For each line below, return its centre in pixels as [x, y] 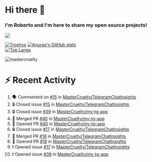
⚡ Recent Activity [40, 80]
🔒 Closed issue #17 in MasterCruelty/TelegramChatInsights [70, 129]
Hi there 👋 [25, 10]
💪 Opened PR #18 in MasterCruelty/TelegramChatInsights [69, 142]
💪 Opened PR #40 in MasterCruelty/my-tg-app [59, 124]
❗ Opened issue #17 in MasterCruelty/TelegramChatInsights [71, 147]
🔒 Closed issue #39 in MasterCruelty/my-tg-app [60, 112]
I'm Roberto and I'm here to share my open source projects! [76, 25]
